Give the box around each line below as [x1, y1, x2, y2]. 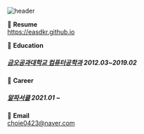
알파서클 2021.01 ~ [7, 93, 61, 102]
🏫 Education [7, 41, 44, 49]
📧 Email [7, 111, 30, 119]
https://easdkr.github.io [7, 28, 75, 36]
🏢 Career [7, 76, 34, 84]
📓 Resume [7, 20, 38, 28]
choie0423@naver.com [7, 119, 75, 127]
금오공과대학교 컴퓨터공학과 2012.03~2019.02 [7, 58, 137, 67]
